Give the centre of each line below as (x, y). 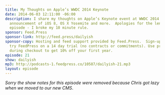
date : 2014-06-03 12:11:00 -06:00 (41, 14)
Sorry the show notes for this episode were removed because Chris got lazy (82, 83)
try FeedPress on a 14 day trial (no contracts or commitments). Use (82, 46)
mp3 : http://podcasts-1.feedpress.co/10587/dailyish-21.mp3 (68, 64)
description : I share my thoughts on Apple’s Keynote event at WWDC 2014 (82, 19)
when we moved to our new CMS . (39, 88)
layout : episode (22, 69)
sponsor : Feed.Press (26, 32)
